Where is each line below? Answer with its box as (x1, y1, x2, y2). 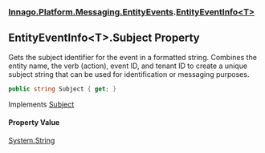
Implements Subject (8, 99, 75, 109)
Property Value (8, 118, 60, 127)
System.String (8, 135, 55, 145)
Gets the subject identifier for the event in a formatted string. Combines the (8, 52, 257, 62)
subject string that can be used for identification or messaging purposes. (8, 69, 250, 79)
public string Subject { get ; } (8, 85, 116, 93)
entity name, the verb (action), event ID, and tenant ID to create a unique (8, 61, 247, 70)
